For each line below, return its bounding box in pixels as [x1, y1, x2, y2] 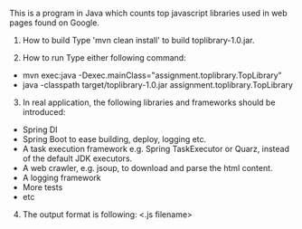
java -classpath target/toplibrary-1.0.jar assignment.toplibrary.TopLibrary [22, 80, 294, 90]
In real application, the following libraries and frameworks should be [22, 97, 276, 108]
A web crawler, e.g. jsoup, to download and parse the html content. [22, 163, 273, 173]
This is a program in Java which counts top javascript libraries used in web [9, 8, 288, 18]
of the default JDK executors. [22, 153, 133, 164]
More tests [22, 182, 63, 193]
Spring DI [22, 124, 58, 135]
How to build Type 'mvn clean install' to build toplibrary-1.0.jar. [22, 35, 255, 45]
